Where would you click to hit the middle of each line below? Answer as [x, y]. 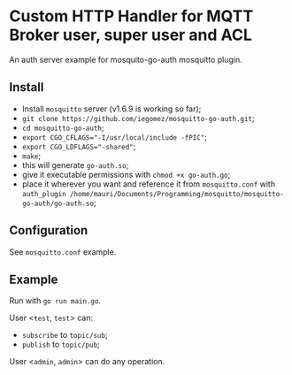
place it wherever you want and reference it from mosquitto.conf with [149, 184]
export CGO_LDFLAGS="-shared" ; [79, 146]
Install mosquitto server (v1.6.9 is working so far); [111, 109]
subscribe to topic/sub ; [65, 335]
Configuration [49, 230]
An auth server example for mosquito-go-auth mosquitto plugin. [126, 59]
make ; [31, 156]
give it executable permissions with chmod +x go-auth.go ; [126, 174]
